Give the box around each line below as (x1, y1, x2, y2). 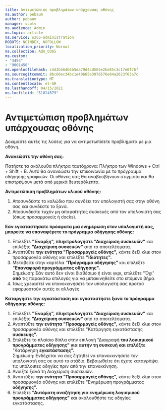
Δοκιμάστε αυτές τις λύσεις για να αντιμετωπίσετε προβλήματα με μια (5, 138, 152, 144)
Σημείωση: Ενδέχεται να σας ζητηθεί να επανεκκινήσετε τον (12, 353, 138, 359)
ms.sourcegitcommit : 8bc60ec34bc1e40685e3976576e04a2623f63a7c (5, 72, 139, 77)
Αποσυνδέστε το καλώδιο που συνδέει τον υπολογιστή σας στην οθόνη (12, 198, 160, 204)
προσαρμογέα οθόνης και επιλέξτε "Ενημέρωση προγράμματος (12, 379, 145, 385)
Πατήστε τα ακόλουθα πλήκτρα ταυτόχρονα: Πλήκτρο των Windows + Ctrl (5, 163, 160, 169)
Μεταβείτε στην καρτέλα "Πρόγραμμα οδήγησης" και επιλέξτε (12, 260, 145, 266)
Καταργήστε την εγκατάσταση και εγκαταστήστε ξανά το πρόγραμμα (5, 296, 155, 302)
